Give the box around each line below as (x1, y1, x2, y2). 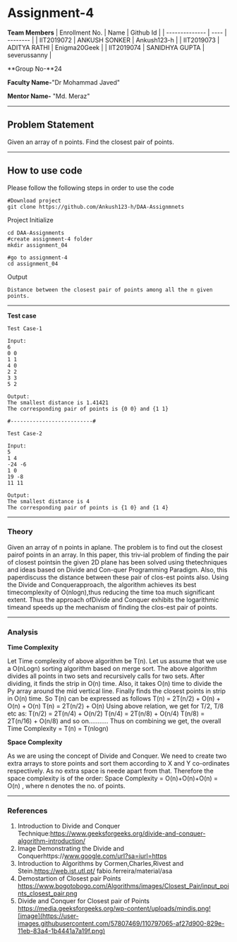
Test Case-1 (7, 325, 42, 332)
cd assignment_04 (7, 260, 59, 267)
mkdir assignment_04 (7, 241, 68, 248)
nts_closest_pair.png (17, 889, 78, 898)
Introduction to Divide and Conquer (17, 822, 121, 831)
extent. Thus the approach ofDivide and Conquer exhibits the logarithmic (7, 595, 219, 604)
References (7, 806, 48, 816)
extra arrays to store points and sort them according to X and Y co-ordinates (7, 759, 230, 768)
